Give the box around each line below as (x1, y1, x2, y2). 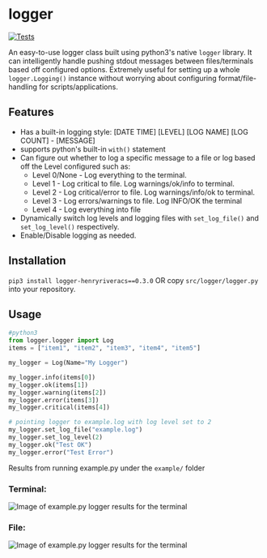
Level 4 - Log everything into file (32, 204, 142, 214)
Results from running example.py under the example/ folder (8, 463, 206, 473)
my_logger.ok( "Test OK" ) (8, 440, 92, 449)
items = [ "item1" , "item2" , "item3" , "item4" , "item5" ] (8, 344, 201, 353)
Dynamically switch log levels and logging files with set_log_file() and (19, 212, 259, 223)
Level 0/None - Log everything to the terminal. (32, 170, 188, 179)
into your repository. (8, 284, 76, 294)
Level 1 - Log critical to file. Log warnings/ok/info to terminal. (32, 178, 235, 188)
